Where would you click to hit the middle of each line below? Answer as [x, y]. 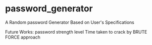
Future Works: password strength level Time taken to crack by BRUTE [76, 32]
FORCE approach [23, 37]
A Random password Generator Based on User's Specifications [70, 22]
